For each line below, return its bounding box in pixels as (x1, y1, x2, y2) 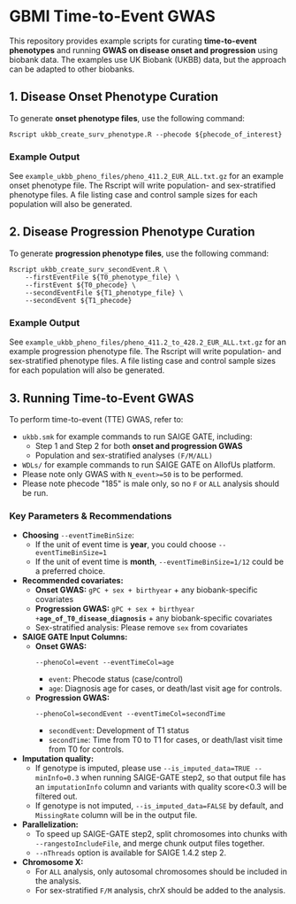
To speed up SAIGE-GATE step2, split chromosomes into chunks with (34, 829, 288, 839)
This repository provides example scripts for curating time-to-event (9, 35, 258, 46)
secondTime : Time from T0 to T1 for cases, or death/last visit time (48, 735, 283, 746)
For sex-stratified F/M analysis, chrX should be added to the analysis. (34, 885, 286, 896)
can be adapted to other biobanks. (9, 64, 135, 74)
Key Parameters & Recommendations (9, 509, 172, 522)
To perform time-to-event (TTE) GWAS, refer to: (9, 413, 184, 424)
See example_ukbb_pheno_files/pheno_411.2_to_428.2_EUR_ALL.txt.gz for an (9, 336, 287, 347)
